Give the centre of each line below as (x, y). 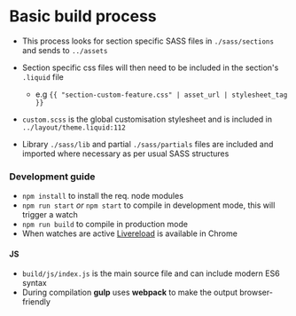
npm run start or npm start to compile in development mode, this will (148, 205)
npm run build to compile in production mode (105, 225)
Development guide (52, 177)
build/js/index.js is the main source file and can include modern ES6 (151, 273)
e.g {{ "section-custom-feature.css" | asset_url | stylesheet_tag (161, 94)
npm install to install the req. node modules (103, 196)
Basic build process (83, 16)
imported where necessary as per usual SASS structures (125, 154)
